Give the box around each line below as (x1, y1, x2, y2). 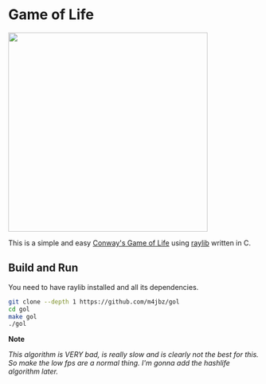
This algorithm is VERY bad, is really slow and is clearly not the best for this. (8, 350, 259, 359)
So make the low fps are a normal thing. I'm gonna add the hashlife (8, 359, 231, 368)
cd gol (8, 305, 30, 313)
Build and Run (8, 261, 78, 275)
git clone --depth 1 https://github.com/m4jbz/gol (8, 297, 180, 306)
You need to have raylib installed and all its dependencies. (8, 282, 199, 292)
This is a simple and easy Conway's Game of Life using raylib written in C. (8, 237, 251, 248)
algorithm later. (8, 366, 58, 376)
